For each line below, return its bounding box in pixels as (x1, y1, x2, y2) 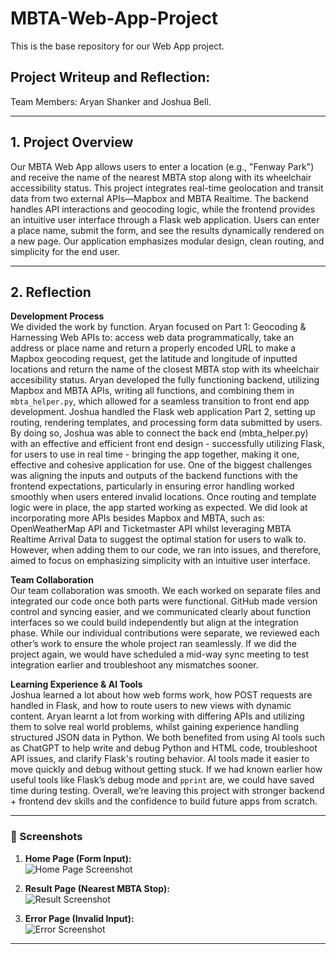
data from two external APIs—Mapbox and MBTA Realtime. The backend (10, 192, 309, 204)
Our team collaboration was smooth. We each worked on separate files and (10, 585, 321, 597)
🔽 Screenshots (10, 830, 83, 844)
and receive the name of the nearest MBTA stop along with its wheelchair (10, 171, 312, 183)
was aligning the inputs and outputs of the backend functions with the (10, 470, 298, 482)
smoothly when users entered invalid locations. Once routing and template (10, 491, 317, 503)
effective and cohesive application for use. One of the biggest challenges (10, 459, 313, 471)
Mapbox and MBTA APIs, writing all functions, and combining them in (10, 385, 295, 397)
